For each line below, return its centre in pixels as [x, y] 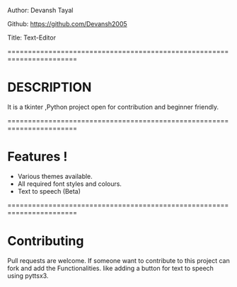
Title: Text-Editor [32, 37]
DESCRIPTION [50, 87]
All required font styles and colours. [70, 184]
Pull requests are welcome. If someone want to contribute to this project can [118, 260]
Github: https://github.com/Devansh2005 [67, 24]
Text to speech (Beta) [49, 191]
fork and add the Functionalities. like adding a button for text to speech [111, 268]
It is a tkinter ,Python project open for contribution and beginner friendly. [113, 107]
